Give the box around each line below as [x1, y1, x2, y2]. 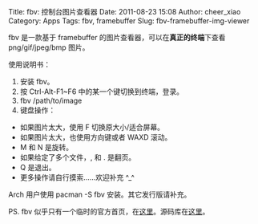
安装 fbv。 [19, 77, 54, 86]
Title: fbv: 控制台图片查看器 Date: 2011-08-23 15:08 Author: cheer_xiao [8, 7, 241, 16]
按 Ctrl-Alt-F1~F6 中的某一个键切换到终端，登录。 [19, 87, 184, 96]
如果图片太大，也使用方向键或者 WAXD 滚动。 [19, 132, 172, 142]
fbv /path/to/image [19, 96, 83, 105]
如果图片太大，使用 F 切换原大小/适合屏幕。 [19, 123, 164, 132]
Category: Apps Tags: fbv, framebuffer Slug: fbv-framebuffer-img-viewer [8, 16, 250, 26]
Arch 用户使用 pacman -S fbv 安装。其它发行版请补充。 [8, 189, 191, 199]
